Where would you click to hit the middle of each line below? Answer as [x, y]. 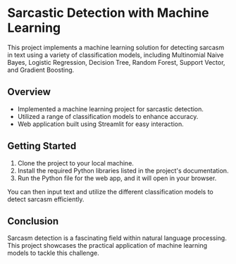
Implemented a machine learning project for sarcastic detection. [111, 109]
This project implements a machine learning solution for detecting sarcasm [116, 47]
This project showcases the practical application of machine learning [107, 246]
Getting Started [42, 146]
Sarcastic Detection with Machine [108, 13]
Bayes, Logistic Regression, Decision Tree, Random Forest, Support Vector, [116, 62]
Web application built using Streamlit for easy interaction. [101, 124]
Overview [29, 92]
